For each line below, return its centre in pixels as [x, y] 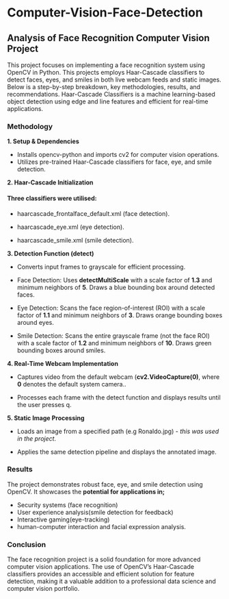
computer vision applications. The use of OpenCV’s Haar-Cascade [101, 567]
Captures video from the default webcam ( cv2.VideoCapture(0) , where [118, 377]
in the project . [37, 438]
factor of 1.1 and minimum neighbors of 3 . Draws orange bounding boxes [120, 315]
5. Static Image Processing [46, 418]
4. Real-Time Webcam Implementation [63, 363]
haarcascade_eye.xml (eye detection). [70, 227]
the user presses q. [44, 404]
